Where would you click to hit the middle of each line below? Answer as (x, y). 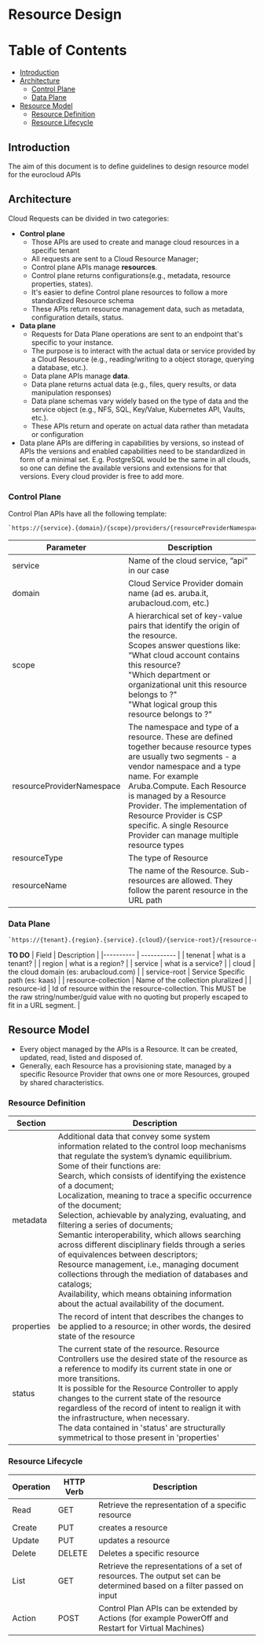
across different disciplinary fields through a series (152, 1245)
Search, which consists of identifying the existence (152, 1176)
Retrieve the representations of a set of (170, 1566)
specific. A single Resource (179, 825)
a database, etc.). (60, 367)
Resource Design (65, 15)
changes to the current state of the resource (139, 1398)
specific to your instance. (72, 342)
